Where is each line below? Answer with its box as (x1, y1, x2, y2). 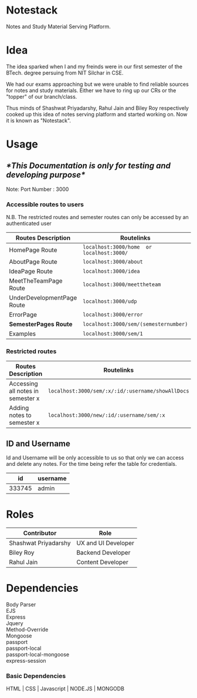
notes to (9, 411, 32, 420)
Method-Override (6, 626, 49, 633)
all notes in (9, 387, 39, 395)
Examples (9, 330, 36, 338)
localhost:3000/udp (83, 298, 137, 305)
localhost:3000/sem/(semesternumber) (83, 321, 188, 328)
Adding (9, 404, 29, 412)
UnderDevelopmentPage (9, 294, 77, 302)
